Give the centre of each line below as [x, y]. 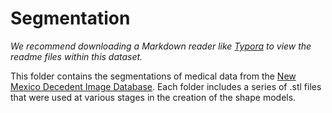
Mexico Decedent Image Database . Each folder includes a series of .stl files [166, 86]
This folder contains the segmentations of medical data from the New [153, 76]
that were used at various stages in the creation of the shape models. [153, 97]
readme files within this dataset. [76, 56]
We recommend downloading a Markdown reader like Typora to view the [161, 46]
